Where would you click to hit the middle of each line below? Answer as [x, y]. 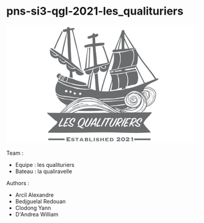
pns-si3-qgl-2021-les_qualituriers [95, 11]
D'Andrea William [37, 214]
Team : [15, 153]
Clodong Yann [33, 208]
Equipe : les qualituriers [45, 165]
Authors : [18, 183]
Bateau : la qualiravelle [43, 171]
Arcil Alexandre [34, 195]
